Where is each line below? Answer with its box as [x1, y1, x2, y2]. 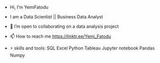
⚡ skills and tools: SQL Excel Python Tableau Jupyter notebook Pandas [9, 45, 155, 51]
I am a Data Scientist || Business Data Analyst [9, 14, 103, 19]
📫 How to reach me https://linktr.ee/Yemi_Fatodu [9, 33, 111, 39]
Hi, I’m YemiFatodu [9, 4, 49, 10]
